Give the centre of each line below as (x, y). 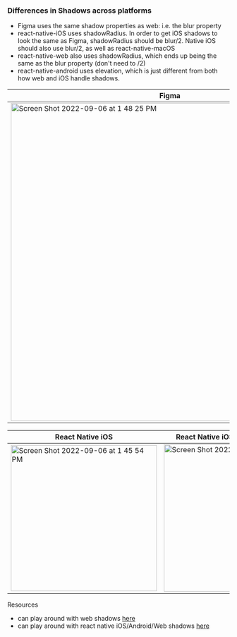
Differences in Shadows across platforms (79, 11)
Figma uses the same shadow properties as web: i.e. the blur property (120, 26)
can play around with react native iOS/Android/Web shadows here (114, 626)
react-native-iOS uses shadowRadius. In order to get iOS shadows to (117, 33)
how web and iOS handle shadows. (68, 78)
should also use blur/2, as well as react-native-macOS (96, 49)
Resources (23, 605)
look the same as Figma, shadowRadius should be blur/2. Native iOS (117, 41)
